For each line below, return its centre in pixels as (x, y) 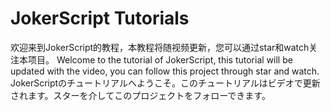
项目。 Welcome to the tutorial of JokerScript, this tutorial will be (160, 59)
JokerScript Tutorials (100, 18)
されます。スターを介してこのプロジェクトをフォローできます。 (140, 95)
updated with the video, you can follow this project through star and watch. (165, 71)
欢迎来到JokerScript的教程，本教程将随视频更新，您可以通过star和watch (160, 47)
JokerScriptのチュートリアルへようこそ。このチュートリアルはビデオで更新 (165, 83)
